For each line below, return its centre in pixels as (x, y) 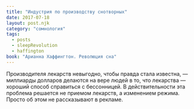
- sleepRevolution (35, 46)
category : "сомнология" (36, 29)
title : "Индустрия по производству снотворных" (67, 12)
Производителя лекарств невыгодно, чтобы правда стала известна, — (97, 73)
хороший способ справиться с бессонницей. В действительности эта (96, 86)
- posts (21, 40)
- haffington (28, 51)
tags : (13, 34)
